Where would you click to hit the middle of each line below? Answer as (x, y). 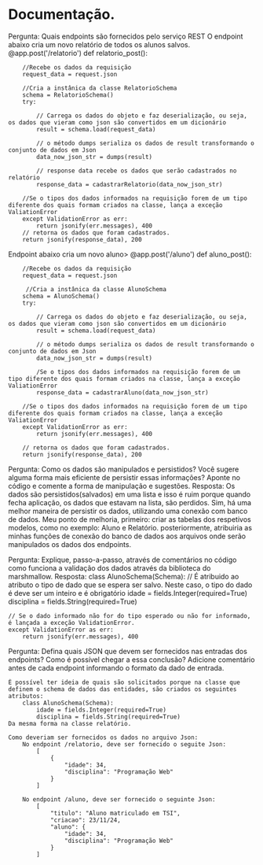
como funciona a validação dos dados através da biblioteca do (110, 567)
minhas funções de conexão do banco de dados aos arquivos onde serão (127, 536)
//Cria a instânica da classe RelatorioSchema (100, 88)
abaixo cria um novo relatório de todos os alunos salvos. (99, 44)
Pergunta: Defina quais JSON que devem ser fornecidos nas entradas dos (128, 651)
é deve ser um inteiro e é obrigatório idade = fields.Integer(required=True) (128, 593)
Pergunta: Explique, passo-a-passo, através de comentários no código (122, 560)
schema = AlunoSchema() (61, 296)
